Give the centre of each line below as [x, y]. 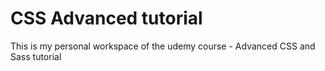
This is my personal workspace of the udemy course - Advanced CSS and [163, 46]
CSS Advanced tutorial [106, 18]
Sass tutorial [36, 56]
